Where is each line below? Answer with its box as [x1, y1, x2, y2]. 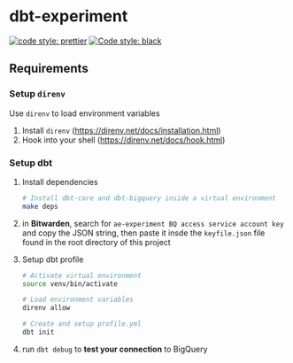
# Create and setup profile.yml [21, 320, 142, 328]
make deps [21, 202, 59, 211]
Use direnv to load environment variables [9, 108, 161, 119]
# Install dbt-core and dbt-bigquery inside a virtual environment [21, 193, 276, 203]
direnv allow [21, 304, 71, 313]
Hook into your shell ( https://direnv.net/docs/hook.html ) [21, 135, 226, 145]
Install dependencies [21, 176, 99, 187]
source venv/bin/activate [21, 279, 118, 289]
